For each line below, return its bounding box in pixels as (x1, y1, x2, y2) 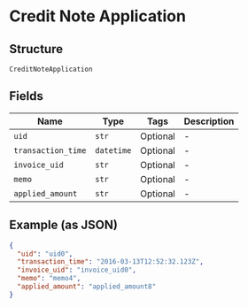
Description (183, 115, 235, 127)
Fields (9, 88, 44, 104)
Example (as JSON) (9, 218, 118, 233)
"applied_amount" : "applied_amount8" (17, 282, 157, 291)
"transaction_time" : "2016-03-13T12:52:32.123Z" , (17, 257, 204, 266)
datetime (94, 145, 132, 156)
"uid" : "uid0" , (17, 249, 74, 258)
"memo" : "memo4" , (17, 274, 81, 283)
